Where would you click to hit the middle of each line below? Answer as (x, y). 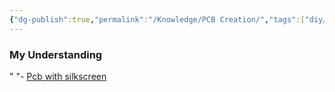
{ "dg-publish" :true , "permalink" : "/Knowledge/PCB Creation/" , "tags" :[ (157, 19)
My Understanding (56, 54)
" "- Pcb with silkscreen (58, 76)
